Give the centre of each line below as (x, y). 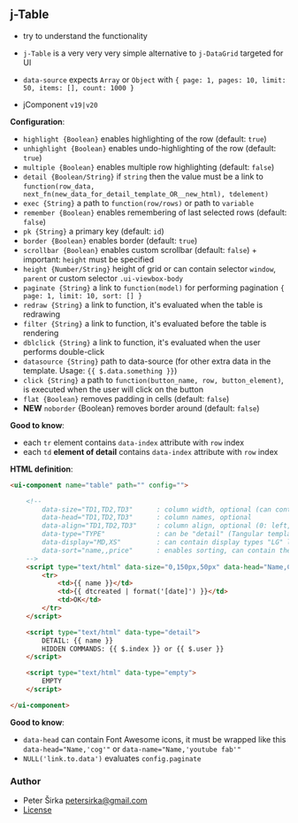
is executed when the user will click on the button (113, 389)
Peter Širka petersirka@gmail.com (85, 801)
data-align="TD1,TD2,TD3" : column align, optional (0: (155, 526)
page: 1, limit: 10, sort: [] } (82, 296)
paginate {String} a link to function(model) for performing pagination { (154, 288)
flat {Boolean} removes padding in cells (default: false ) (126, 398)
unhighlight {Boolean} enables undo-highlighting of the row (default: (149, 148)
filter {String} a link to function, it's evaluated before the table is (145, 323)
